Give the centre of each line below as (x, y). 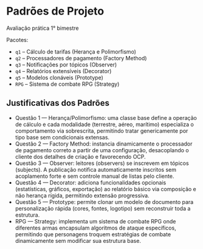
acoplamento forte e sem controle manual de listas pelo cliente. (95, 176)
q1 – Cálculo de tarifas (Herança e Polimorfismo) (76, 51)
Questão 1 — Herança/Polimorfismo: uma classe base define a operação (106, 117)
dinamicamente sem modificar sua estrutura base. (78, 240)
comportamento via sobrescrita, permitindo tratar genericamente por (101, 131)
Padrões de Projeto (55, 11)
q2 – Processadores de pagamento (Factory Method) (81, 58)
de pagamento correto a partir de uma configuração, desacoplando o (102, 150)
